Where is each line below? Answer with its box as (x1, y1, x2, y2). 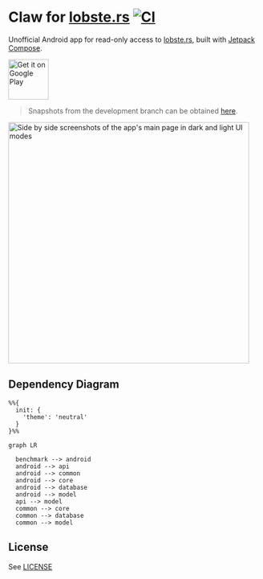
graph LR (8, 441, 38, 450)
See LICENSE (8, 561, 53, 571)
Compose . (8, 43, 42, 52)
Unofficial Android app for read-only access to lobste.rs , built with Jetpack (8, 35, 255, 44)
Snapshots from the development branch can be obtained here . (27, 105, 238, 116)
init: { (15, 406, 42, 414)
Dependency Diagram (8, 378, 119, 392)
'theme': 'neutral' (22, 413, 88, 421)
